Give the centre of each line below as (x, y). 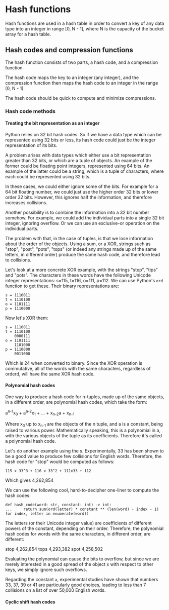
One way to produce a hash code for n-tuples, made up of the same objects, (85, 397)
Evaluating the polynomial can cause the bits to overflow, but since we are (82, 559)
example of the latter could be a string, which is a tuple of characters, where (84, 171)
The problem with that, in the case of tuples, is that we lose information (79, 238)
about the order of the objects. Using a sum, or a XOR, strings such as (78, 244)
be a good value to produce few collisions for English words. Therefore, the (83, 456)
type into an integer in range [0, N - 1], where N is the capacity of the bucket (84, 28)
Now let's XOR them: (27, 318)
